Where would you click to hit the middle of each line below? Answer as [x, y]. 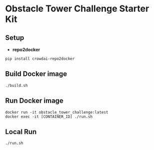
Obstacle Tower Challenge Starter [77, 9]
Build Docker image [36, 74]
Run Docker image [34, 101]
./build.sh [16, 85]
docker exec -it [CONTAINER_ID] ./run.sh [49, 117]
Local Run [21, 132]
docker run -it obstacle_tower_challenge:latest [57, 112]
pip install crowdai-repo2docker [40, 59]
